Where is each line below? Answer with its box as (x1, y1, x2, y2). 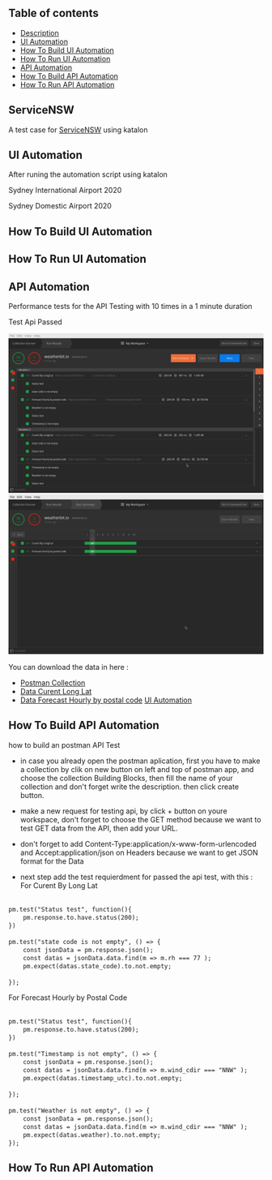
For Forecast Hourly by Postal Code (8, 993, 128, 1002)
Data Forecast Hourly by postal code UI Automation (19, 695, 193, 705)
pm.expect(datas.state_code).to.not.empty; (23, 962, 172, 970)
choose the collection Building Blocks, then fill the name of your (19, 773, 233, 783)
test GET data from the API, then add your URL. (19, 823, 178, 833)
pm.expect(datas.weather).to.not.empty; (23, 1131, 161, 1139)
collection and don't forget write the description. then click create (19, 782, 240, 792)
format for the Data (19, 856, 84, 866)
